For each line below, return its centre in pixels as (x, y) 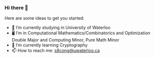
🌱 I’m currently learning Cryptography (50, 45)
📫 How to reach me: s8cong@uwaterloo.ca (56, 51)
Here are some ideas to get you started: (45, 18)
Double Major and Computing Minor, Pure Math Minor (65, 40)
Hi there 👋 (17, 8)
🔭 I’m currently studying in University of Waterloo (61, 28)
